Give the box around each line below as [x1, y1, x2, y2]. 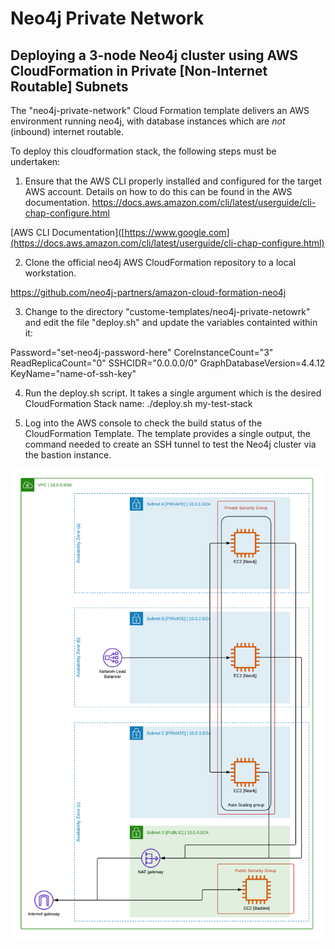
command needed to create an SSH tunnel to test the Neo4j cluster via [24, 438, 317, 450]
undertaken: [10, 156, 61, 167]
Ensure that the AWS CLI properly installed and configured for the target [24, 175, 323, 187]
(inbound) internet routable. [10, 126, 124, 137]
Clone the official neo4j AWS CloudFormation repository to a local [24, 257, 297, 268]
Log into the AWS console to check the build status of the [24, 417, 263, 429]
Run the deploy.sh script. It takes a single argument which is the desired [24, 387, 322, 399]
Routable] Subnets [10, 78, 129, 95]
